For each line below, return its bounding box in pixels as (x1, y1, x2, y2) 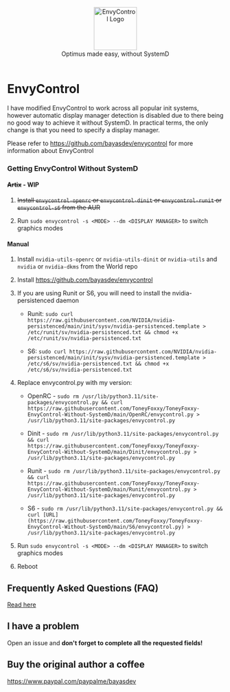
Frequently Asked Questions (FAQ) (7, 582, 159, 594)
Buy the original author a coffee (7, 659, 146, 671)
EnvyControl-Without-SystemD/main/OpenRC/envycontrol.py (27, 411, 194, 419)
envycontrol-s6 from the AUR (16, 203, 101, 212)
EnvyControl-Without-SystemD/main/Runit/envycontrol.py (27, 486, 191, 493)
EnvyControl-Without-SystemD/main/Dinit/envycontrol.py (27, 449, 191, 456)
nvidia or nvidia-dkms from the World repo (16, 262, 138, 271)
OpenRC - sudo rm (27, 392, 79, 400)
